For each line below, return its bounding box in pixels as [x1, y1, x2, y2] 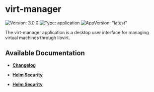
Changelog [12, 62, 36, 68]
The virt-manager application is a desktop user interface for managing [5, 29, 149, 35]
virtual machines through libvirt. [5, 35, 71, 41]
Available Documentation [5, 49, 85, 57]
